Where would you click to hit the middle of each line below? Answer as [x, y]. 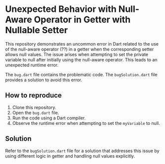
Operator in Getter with [82, 20]
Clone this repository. [34, 107]
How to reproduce [33, 95]
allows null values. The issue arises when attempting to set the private [77, 54]
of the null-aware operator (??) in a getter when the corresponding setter [80, 49]
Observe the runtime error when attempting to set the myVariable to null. [86, 123]
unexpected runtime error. [32, 65]
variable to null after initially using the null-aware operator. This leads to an [81, 59]
